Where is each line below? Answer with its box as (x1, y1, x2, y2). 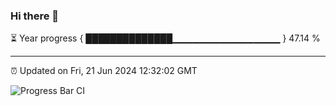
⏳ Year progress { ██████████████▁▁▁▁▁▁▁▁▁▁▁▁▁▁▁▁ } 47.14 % (10, 32, 321, 44)
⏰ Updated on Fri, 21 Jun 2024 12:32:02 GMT (10, 65, 198, 77)
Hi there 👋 (10, 9, 60, 23)
